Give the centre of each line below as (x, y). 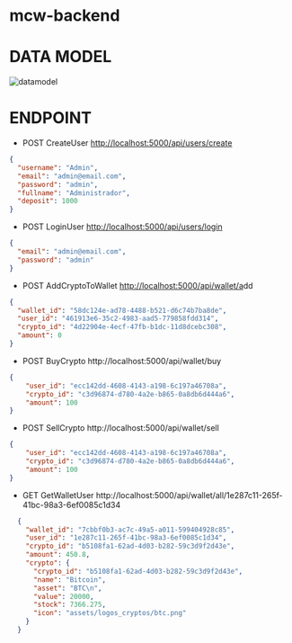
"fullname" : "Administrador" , (74, 193)
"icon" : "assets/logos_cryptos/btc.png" (110, 613)
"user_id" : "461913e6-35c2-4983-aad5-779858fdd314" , (118, 319)
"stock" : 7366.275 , (69, 605)
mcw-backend (65, 16)
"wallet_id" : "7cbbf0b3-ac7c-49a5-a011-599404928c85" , (130, 530)
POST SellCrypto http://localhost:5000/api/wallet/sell (121, 428)
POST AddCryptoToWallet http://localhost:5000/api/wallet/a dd (137, 285)
